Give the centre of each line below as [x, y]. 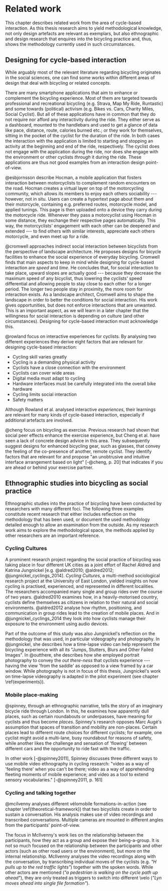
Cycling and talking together [41, 793]
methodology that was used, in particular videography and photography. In [82, 639]
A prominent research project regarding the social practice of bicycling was [83, 559]
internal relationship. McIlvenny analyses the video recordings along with [81, 856]
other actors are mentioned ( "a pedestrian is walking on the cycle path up [81, 872]
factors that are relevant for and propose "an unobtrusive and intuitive [77, 456]
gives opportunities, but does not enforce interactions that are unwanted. [81, 305]
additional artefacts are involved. [39, 420]
